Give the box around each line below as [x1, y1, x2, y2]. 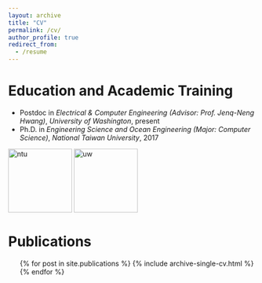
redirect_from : [8, 41, 58, 49]
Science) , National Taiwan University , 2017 [19, 133, 159, 142]
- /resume [15, 48, 47, 56]
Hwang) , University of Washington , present [19, 116, 160, 126]
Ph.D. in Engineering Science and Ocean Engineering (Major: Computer [19, 124, 251, 134]
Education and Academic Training [8, 82, 234, 100]
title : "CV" [8, 19, 47, 27]
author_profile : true [8, 33, 79, 42]
